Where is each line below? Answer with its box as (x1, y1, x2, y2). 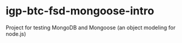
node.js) (5, 30, 27, 37)
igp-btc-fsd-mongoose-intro (5, 4, 155, 18)
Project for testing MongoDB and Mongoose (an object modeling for (5, 24, 176, 31)
